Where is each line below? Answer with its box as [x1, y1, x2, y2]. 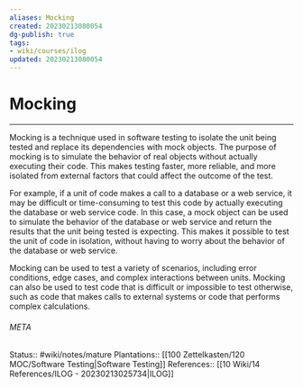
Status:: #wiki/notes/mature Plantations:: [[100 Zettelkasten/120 [9, 349, 245, 360]
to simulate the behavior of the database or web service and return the [9, 216, 272, 227]
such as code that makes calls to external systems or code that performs [9, 291, 280, 302]
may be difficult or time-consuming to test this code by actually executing [9, 197, 283, 208]
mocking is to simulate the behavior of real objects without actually [9, 150, 259, 162]
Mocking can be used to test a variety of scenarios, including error [9, 262, 257, 273]
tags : [9, 38, 30, 48]
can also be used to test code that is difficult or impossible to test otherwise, [9, 281, 294, 293]
